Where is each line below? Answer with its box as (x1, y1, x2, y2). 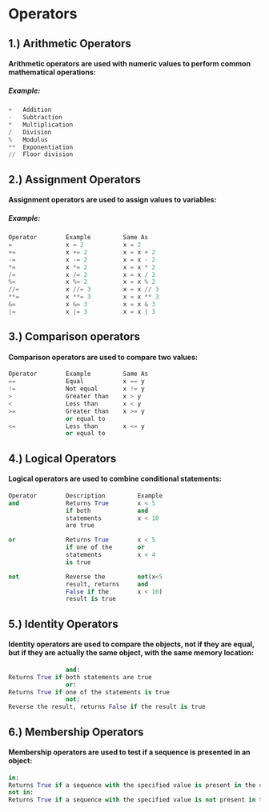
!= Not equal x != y (8, 385, 146, 393)
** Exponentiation (8, 143, 74, 151)
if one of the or (65, 543, 146, 552)
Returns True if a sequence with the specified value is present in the (8, 781, 256, 789)
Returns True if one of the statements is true (8, 688, 171, 696)
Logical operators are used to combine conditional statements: (8, 474, 222, 484)
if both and (65, 506, 149, 514)
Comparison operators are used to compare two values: (8, 352, 199, 362)
